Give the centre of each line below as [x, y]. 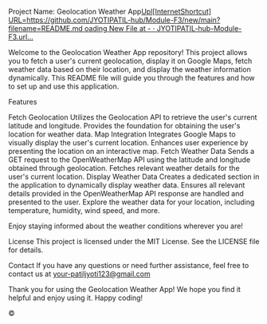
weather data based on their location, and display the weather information [130, 69]
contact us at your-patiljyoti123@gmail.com [79, 274]
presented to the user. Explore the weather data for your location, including [132, 202]
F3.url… [21, 37]
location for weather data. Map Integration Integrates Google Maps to [122, 134]
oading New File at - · [120, 28]
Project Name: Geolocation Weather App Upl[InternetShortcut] [110, 12]
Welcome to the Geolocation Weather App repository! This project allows [128, 52]
